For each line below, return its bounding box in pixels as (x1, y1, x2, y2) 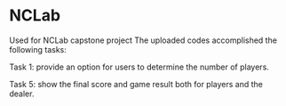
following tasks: (9, 44, 67, 54)
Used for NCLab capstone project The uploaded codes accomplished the (9, 35, 278, 45)
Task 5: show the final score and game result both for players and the (9, 78, 264, 89)
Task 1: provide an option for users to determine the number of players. (9, 61, 269, 72)
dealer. (9, 88, 35, 99)
